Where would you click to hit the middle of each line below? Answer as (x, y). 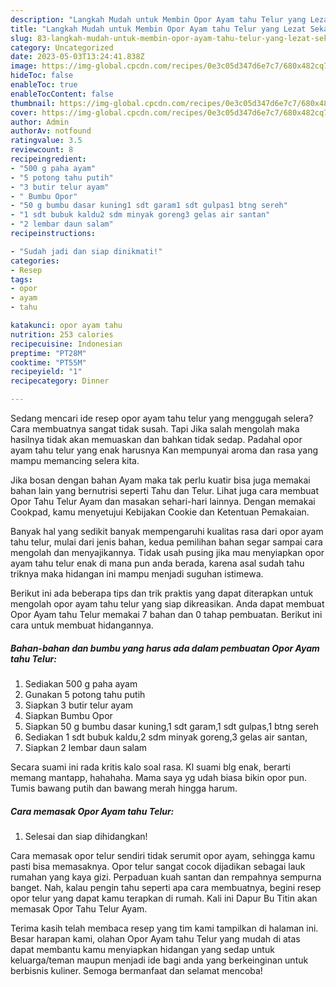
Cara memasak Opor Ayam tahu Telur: (92, 811)
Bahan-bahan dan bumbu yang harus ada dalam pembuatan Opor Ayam (165, 648)
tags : (21, 279)
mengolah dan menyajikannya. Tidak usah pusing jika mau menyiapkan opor (167, 552)
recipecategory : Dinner (60, 381)
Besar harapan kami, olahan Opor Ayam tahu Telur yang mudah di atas (155, 938)
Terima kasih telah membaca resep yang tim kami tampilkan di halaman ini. (164, 928)
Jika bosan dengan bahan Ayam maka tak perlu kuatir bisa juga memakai (160, 480)
